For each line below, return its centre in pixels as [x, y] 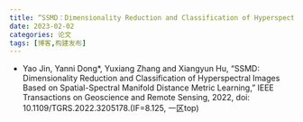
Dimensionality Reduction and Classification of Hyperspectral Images [151, 79]
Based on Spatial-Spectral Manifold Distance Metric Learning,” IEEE [148, 88]
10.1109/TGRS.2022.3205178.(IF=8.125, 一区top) [111, 108]
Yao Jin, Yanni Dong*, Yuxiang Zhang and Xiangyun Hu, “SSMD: [141, 69]
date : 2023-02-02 [42, 26]
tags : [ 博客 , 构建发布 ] [48, 43]
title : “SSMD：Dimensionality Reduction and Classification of [130, 18]
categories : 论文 [41, 34]
